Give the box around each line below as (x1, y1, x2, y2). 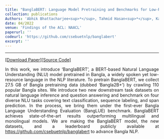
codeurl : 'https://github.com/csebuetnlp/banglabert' (5, 35, 117, 40)
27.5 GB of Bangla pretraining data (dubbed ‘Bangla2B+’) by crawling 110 (5, 81, 159, 88)
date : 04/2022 (5, 20, 34, 26)
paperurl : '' (5, 30, 32, 35)
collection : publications (5, 12, 58, 17)
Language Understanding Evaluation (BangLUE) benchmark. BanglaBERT (5, 108, 159, 114)
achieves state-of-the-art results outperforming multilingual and (5, 113, 159, 119)
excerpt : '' (5, 39, 29, 44)
